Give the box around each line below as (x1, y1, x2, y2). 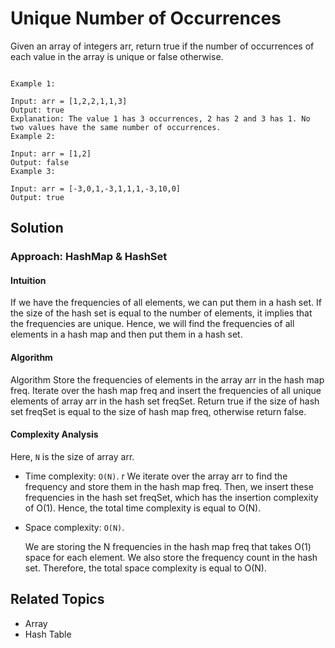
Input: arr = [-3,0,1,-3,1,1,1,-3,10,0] (10, 183, 182, 194)
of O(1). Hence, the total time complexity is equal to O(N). (24, 502, 262, 514)
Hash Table (24, 628, 72, 640)
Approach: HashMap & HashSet (10, 250, 168, 264)
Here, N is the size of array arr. (10, 450, 135, 462)
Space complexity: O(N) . (24, 521, 125, 533)
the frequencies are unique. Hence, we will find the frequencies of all (10, 318, 295, 330)
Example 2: (10, 131, 56, 141)
